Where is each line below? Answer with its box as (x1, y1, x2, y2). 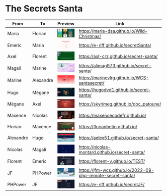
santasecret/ (79, 80, 105, 86)
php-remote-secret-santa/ (79, 173, 136, 179)
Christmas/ (79, 33, 101, 39)
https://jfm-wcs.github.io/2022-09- (79, 167, 155, 173)
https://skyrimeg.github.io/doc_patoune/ (79, 101, 162, 107)
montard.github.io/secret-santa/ (79, 149, 145, 155)
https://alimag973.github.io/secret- (79, 62, 152, 68)
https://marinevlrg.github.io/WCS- (79, 75, 149, 81)
